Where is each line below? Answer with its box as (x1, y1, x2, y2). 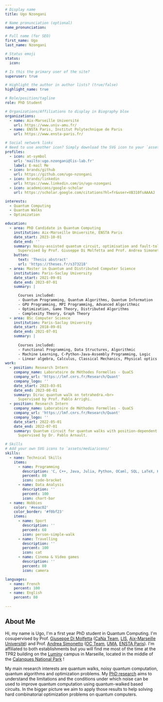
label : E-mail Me (14, 163, 49, 168)
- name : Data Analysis (17, 483, 64, 487)
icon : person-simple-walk (22, 532, 75, 537)
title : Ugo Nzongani (5, 12, 47, 17)
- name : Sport (17, 518, 47, 523)
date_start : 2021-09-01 (14, 275, 62, 280)
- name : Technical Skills (9, 455, 62, 460)
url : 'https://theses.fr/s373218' (17, 262, 88, 267)
